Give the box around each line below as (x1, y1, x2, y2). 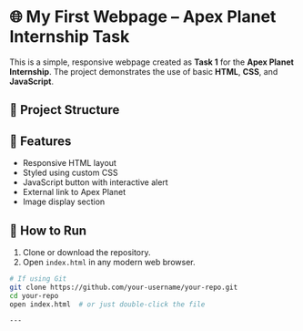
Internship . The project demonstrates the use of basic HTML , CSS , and (9, 66, 278, 77)
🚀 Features (9, 133, 72, 149)
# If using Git (9, 274, 67, 284)
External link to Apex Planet (22, 187, 126, 198)
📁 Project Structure (9, 102, 120, 118)
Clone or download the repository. (22, 246, 152, 257)
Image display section (22, 196, 106, 207)
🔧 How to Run (9, 222, 87, 238)
